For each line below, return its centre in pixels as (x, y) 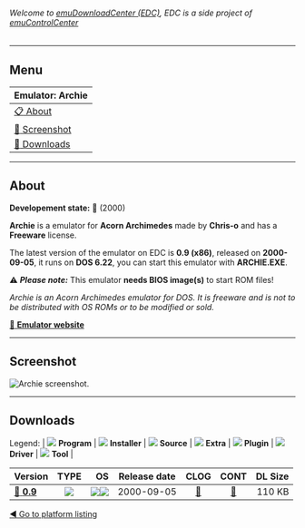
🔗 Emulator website (47, 324)
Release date (147, 476)
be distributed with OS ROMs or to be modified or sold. (112, 307)
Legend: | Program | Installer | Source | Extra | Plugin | (142, 444)
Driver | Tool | (42, 455)
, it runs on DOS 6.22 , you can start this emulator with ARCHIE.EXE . (161, 262)
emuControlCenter (44, 22)
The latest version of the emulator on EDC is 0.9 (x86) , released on (135, 252)
